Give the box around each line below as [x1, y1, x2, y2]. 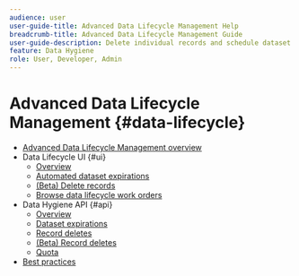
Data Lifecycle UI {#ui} [22, 151, 106, 162]
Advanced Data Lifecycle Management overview [22, 142, 202, 152]
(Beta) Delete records [35, 180, 116, 191]
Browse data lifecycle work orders [35, 189, 163, 200]
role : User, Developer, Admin [9, 55, 123, 64]
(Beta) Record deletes [35, 237, 117, 247]
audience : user [9, 13, 66, 22]
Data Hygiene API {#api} [22, 199, 113, 210]
